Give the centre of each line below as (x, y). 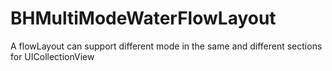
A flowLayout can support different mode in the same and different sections (166, 46)
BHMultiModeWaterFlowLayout (143, 18)
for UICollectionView (52, 56)
